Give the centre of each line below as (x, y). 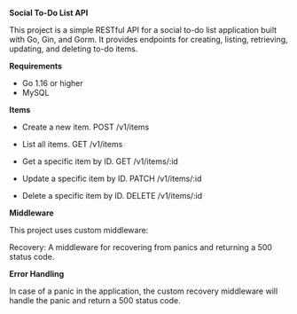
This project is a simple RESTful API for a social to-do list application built (143, 30)
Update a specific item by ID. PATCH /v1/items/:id (112, 178)
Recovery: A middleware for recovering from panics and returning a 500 (141, 247)
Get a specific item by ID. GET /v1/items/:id (100, 161)
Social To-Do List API (49, 13)
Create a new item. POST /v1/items (86, 127)
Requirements (36, 66)
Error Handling (37, 274)
